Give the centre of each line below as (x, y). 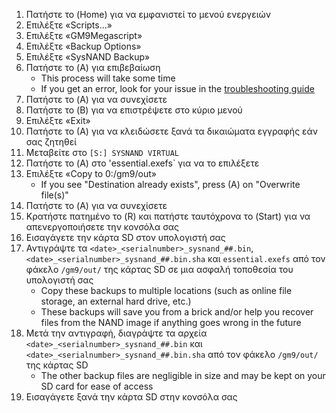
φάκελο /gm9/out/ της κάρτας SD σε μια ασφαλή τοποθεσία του (159, 269)
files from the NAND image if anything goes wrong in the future (171, 322)
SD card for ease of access (97, 386)
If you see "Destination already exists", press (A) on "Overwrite (170, 184)
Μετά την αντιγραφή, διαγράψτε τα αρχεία (116, 333)
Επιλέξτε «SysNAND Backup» (88, 57)
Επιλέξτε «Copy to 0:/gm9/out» (91, 173)
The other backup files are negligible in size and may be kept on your (183, 375)
